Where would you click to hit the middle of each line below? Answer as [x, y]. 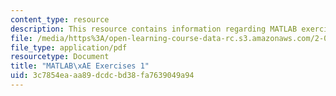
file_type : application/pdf [69, 47]
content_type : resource [60, 19]
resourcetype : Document [60, 57]
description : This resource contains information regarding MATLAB [154, 29]
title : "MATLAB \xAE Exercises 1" [80, 66]
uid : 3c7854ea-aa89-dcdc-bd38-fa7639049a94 [102, 76]
